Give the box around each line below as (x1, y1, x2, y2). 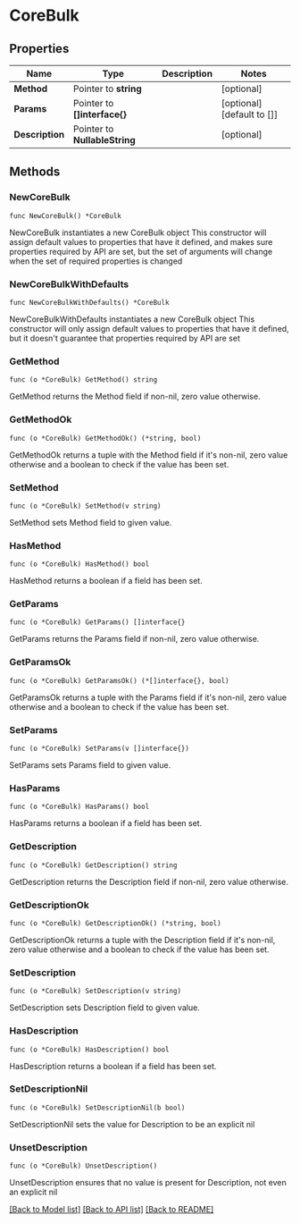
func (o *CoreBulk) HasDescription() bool (9, 1045, 170, 1054)
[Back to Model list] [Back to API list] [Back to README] (9, 1204, 214, 1215)
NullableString (72, 134, 136, 146)
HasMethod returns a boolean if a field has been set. (9, 576, 203, 586)
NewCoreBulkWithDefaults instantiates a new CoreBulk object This (9, 314, 255, 325)
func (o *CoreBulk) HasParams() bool (9, 802, 150, 812)
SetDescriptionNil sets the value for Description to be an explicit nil (9, 1118, 255, 1129)
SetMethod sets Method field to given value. (9, 517, 172, 527)
